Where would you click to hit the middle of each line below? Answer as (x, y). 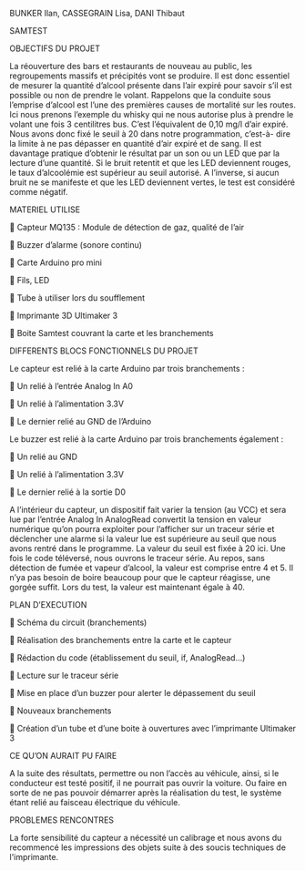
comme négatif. (39, 192)
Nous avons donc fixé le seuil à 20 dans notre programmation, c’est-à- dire (150, 134)
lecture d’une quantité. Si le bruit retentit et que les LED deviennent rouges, (150, 163)
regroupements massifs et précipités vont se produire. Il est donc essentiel (149, 76)
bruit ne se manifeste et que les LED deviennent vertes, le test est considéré (152, 182)
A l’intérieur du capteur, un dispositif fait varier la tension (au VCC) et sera (148, 510)
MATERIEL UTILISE (45, 210)
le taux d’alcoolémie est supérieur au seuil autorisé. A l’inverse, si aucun (144, 173)
